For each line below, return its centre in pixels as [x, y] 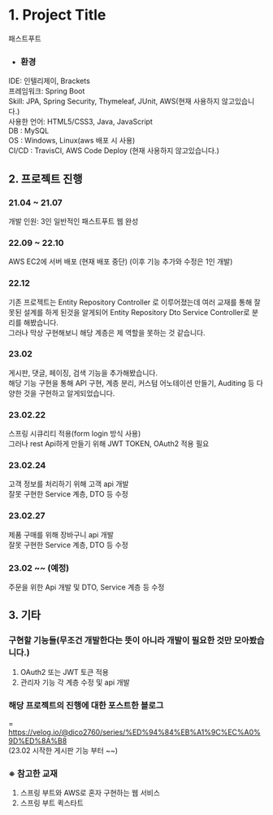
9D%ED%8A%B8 [38, 741]
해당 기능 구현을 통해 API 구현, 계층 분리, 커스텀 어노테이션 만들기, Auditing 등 [132, 383]
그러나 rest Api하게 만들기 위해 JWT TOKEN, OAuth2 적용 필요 [109, 444]
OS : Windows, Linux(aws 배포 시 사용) [72, 141]
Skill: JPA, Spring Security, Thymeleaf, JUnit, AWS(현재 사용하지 [114, 101]
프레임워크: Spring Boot [47, 91]
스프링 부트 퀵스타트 [52, 803]
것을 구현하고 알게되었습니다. [69, 393]
